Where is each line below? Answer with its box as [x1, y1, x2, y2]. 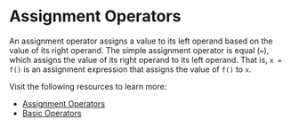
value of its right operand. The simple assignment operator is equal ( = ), [9, 44, 270, 55]
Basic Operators [21, 107, 82, 118]
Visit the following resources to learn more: [9, 81, 167, 91]
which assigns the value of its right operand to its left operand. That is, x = [9, 54, 282, 65]
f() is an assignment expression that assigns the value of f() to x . [9, 64, 252, 75]
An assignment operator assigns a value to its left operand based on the [9, 36, 273, 46]
